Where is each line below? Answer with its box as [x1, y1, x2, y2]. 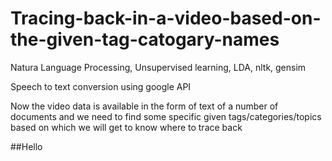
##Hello [10, 140, 43, 152]
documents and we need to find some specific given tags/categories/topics [10, 110, 322, 122]
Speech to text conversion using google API [10, 80, 192, 92]
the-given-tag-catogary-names [10, 28, 280, 51]
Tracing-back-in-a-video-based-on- [10, 7, 322, 30]
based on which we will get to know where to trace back [10, 121, 243, 133]
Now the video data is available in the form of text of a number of [10, 100, 279, 112]
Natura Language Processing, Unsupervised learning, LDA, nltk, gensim [10, 61, 307, 73]
